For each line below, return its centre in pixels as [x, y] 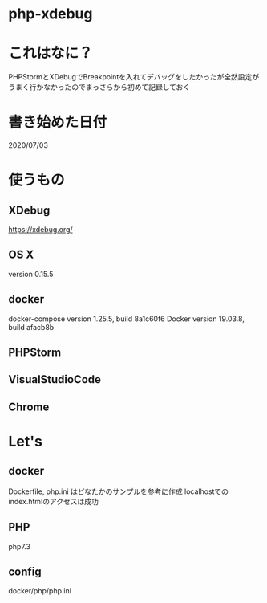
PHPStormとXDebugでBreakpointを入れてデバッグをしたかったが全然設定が [133, 77]
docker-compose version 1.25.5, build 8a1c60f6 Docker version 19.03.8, [126, 319]
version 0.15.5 [31, 274]
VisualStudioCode [55, 379]
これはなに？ [51, 53]
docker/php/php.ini [40, 591]
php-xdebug [51, 14]
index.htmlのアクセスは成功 [53, 501]
